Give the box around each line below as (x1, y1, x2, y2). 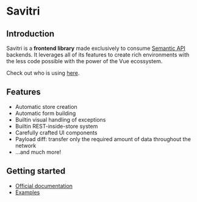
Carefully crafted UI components (15, 129, 98, 136)
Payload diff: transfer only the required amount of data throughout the (15, 135, 191, 142)
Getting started (6, 166, 66, 176)
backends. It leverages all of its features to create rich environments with (6, 51, 190, 58)
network (15, 142, 37, 149)
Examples (15, 189, 40, 196)
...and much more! (15, 148, 62, 156)
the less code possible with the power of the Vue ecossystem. (6, 58, 163, 64)
